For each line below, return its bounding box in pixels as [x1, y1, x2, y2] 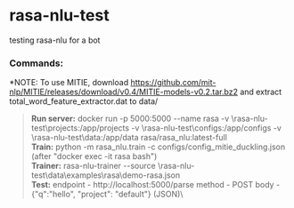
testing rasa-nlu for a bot [9, 35, 101, 45]
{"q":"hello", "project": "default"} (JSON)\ [30, 188, 184, 200]
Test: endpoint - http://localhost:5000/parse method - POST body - [30, 180, 281, 190]
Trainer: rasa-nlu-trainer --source [30, 161, 156, 172]
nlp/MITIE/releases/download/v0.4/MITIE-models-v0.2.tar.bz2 [9, 86, 239, 98]
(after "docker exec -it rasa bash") [30, 151, 158, 162]
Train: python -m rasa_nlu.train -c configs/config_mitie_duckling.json [30, 141, 286, 152]
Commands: [9, 57, 64, 69]
